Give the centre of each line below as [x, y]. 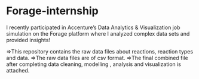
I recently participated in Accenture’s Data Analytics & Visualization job [93, 27]
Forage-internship [52, 11]
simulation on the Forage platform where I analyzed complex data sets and [98, 33]
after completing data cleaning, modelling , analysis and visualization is [94, 64]
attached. [18, 70]
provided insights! [28, 40]
